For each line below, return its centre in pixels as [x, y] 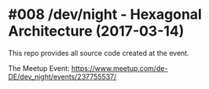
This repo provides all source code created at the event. [99, 53]
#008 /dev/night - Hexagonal [105, 15]
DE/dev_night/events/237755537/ [62, 76]
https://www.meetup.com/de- [119, 68]
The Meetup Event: [39, 68]
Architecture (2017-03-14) [96, 31]
